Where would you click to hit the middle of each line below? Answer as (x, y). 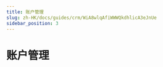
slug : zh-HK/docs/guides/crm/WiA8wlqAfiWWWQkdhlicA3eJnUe (81, 18)
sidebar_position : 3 (33, 23)
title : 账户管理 (25, 12)
